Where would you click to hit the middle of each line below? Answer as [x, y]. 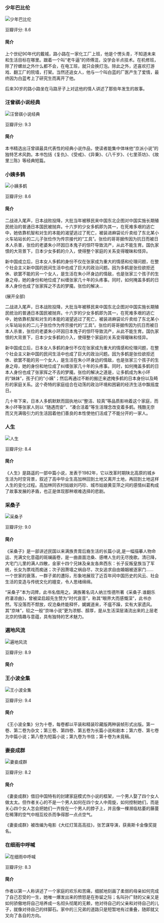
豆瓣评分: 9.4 [18, 700]
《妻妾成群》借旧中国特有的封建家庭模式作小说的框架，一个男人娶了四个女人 [82, 796]
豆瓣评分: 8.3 [18, 867]
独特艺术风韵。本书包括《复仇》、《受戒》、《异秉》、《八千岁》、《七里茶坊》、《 [80, 154]
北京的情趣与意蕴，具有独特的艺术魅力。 [46, 616]
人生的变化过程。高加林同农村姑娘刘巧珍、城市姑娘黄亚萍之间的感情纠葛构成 [82, 485]
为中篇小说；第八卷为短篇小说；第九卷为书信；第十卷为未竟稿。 [69, 736]
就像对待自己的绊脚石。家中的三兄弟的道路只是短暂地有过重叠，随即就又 [86, 909]
